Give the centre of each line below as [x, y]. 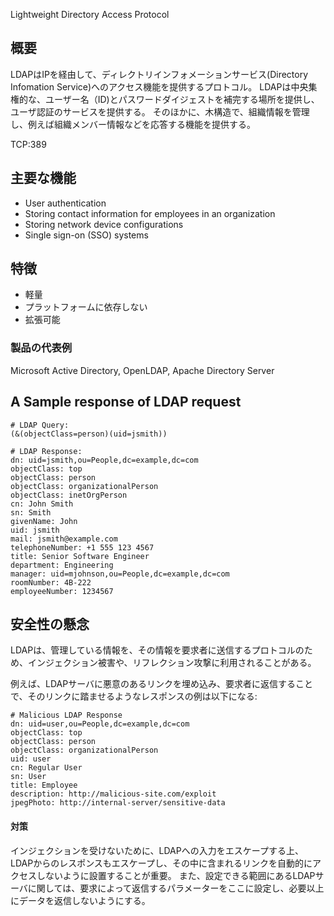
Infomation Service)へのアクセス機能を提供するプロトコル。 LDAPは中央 [159, 86]
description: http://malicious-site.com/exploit [113, 794]
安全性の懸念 [50, 624]
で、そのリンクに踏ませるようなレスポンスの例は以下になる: [134, 696]
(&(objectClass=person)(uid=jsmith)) [89, 434]
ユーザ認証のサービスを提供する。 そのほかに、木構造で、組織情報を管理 [160, 111]
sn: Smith [31, 512]
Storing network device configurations [104, 224]
